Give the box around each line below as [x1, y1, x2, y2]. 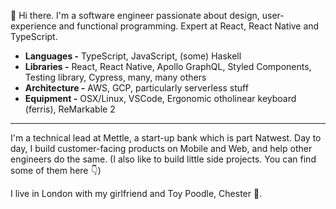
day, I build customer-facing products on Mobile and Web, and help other [10, 143, 313, 154]
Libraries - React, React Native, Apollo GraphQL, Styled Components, [24, 61, 312, 72]
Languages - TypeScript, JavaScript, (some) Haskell [24, 50, 242, 62]
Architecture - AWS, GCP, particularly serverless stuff [24, 82, 249, 94]
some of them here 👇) [10, 165, 102, 176]
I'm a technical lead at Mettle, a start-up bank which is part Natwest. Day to [10, 132, 322, 144]
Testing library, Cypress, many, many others [24, 71, 207, 83]
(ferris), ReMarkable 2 [24, 103, 116, 115]
